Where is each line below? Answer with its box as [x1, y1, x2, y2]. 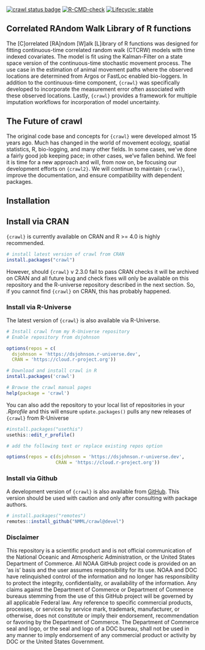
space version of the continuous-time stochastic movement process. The [6, 59, 192, 67]
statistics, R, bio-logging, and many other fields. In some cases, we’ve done [6, 145, 197, 153]
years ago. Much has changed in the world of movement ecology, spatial [6, 138, 190, 146]
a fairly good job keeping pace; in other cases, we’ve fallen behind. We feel [6, 152, 196, 159]
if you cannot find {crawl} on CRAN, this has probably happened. [6, 287, 171, 295]
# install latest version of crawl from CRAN [6, 251, 124, 257]
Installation [6, 196, 50, 206]
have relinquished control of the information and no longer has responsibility [6, 573, 199, 580]
